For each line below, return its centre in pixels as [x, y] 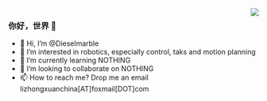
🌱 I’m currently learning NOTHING [75, 60]
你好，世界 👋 [33, 25]
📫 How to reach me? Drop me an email [84, 77]
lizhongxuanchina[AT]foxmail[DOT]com [84, 89]
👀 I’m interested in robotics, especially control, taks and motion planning [137, 52]
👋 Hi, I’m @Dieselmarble [59, 43]
